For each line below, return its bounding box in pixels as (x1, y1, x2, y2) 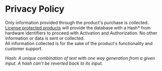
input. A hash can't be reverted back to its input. (5, 60, 103, 66)
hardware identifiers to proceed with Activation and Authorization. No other (5, 30, 158, 36)
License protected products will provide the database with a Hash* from (5, 24, 151, 30)
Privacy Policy (5, 3, 65, 15)
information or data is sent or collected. (5, 35, 85, 41)
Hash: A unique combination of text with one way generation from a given (5, 55, 155, 61)
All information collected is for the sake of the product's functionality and (5, 40, 153, 46)
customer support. (5, 46, 43, 51)
